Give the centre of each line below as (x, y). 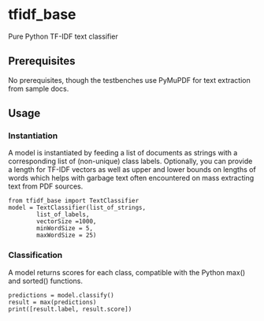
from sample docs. (39, 88)
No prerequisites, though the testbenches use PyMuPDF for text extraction (129, 80)
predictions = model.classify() (61, 295)
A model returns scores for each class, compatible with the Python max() (127, 272)
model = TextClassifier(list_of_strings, (77, 208)
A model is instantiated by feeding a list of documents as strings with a (123, 153)
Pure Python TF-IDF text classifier (63, 36)
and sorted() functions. (46, 281)
